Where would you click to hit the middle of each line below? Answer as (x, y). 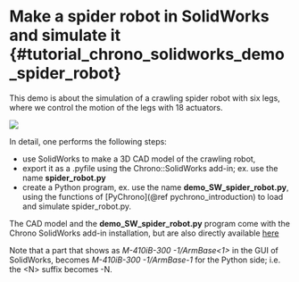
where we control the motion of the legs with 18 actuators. (116, 107)
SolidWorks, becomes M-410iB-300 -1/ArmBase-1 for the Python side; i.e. (145, 260)
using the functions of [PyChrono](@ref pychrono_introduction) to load (153, 196)
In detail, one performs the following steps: (88, 141)
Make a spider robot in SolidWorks (139, 17)
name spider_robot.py (64, 178)
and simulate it (65, 35)
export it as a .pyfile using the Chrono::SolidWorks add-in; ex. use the (150, 168)
